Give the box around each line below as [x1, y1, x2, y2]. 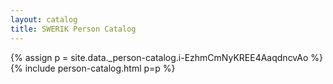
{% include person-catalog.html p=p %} [10, 62, 176, 74]
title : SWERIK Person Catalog [10, 24, 137, 34]
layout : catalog [10, 14, 78, 25]
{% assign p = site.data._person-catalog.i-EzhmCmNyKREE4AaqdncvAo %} [10, 51, 323, 63]
